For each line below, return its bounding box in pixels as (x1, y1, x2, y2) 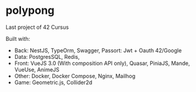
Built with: (5, 35, 31, 42)
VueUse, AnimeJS (14, 66, 60, 73)
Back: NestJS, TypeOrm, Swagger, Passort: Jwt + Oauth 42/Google (14, 46, 182, 54)
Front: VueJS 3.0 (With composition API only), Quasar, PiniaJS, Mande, (14, 60, 190, 67)
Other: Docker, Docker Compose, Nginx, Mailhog (14, 72, 136, 79)
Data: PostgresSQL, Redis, (14, 53, 80, 60)
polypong (5, 4, 55, 17)
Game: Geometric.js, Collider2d (14, 79, 93, 86)
